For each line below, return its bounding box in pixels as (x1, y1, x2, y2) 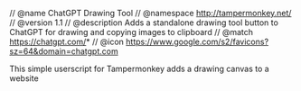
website (9, 73, 39, 84)
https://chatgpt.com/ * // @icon (9, 36, 125, 47)
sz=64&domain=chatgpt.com (9, 46, 119, 57)
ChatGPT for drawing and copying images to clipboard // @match (9, 27, 254, 37)
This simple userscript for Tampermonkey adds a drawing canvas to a (9, 63, 269, 74)
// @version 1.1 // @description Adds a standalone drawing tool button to (9, 17, 278, 28)
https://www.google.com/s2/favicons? (126, 36, 269, 47)
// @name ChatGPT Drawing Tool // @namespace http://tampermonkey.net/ (9, 8, 292, 18)
